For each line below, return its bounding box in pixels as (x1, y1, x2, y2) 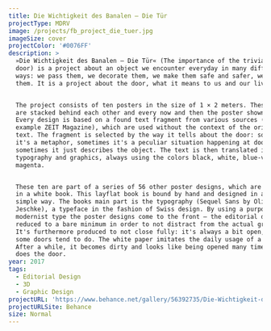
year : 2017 (8, 258, 45, 266)
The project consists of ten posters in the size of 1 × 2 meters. (15, 101, 248, 109)
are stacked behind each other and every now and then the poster (15, 108, 244, 117)
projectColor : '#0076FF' (8, 42, 92, 50)
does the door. (15, 250, 67, 258)
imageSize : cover (8, 34, 67, 43)
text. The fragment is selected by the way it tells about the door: (15, 131, 254, 140)
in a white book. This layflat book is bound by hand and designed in (15, 191, 258, 199)
